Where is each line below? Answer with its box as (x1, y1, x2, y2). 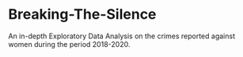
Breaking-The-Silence (8, 5, 157, 23)
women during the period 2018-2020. (8, 39, 131, 48)
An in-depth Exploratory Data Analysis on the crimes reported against (8, 31, 236, 41)
